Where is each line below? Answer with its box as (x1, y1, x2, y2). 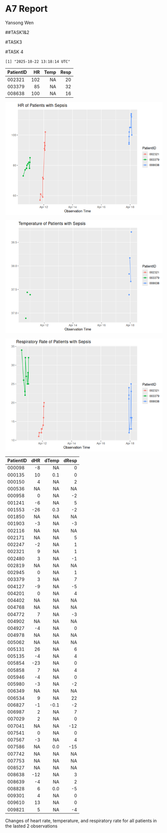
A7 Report (5, 3, 48, 15)
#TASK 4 (5, 49, 23, 55)
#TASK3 (5, 39, 22, 45)
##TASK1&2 (5, 29, 29, 35)
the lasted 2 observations (5, 823, 57, 829)
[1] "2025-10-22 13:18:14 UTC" (5, 59, 70, 64)
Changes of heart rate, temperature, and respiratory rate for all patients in (5, 818, 157, 824)
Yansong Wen (5, 20, 34, 26)
